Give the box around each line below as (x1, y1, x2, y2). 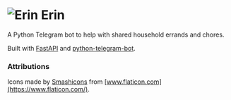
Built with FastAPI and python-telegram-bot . (7, 44, 136, 52)
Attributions (7, 61, 50, 71)
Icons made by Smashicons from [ (7, 77, 107, 86)
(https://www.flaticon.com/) (7, 85, 88, 94)
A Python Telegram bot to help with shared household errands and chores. (7, 30, 225, 39)
